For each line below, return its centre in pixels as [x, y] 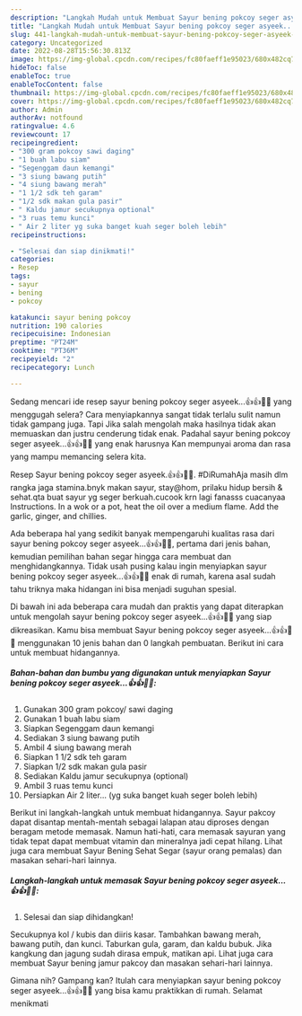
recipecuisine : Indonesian [60, 334]
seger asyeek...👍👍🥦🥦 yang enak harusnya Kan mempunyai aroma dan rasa [151, 443]
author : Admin [37, 110]
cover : [22, 101]
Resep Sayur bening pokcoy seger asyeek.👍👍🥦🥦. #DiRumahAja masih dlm [149, 474]
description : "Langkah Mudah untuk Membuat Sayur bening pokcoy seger [145, 18]
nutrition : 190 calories [56, 326]
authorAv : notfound [47, 118]
